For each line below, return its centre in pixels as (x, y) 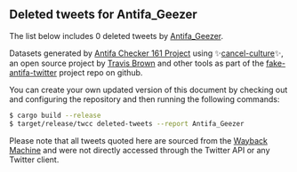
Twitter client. (34, 160)
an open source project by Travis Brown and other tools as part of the (137, 63)
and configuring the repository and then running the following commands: (144, 99)
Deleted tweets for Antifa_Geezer (103, 15)
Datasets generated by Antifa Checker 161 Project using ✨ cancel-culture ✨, (147, 53)
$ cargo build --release (55, 115)
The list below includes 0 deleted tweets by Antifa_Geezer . (116, 35)
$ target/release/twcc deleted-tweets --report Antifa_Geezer (127, 123)
